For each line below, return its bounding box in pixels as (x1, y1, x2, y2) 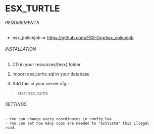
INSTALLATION (5, 46, 36, 52)
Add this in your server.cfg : (12, 80, 69, 86)
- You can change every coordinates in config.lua (5, 116, 112, 121)
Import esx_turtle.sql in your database (12, 71, 90, 77)
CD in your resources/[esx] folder (12, 61, 81, 67)
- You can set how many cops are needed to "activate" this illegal (5, 121, 150, 126)
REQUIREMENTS (5, 19, 40, 25)
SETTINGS (5, 101, 27, 107)
